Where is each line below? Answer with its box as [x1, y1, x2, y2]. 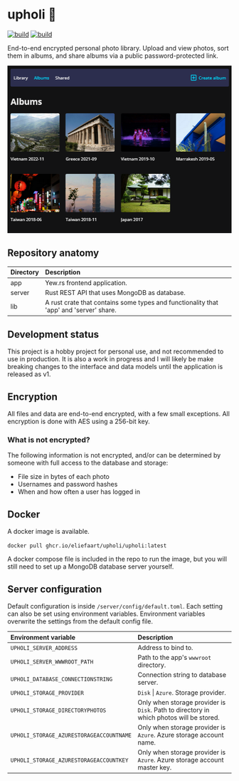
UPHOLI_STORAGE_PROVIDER [10, 689, 84, 697]
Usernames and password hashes [17, 480, 118, 489]
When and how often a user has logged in [17, 487, 141, 496]
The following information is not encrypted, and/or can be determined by [7, 451, 221, 460]
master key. [137, 763, 172, 772]
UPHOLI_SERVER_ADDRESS [10, 644, 78, 651]
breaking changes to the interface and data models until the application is [7, 363, 223, 371]
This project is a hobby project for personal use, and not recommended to [7, 347, 224, 356]
